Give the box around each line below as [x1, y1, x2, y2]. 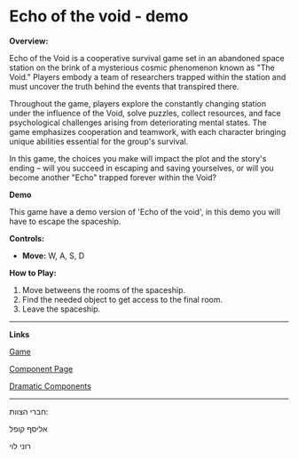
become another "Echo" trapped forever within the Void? [9, 171, 217, 183]
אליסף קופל [9, 423, 48, 434]
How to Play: [9, 267, 57, 278]
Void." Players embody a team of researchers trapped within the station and [9, 71, 286, 82]
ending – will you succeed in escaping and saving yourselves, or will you [9, 162, 275, 173]
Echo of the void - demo [9, 6, 189, 27]
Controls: [9, 233, 45, 243]
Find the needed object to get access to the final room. [21, 294, 223, 305]
